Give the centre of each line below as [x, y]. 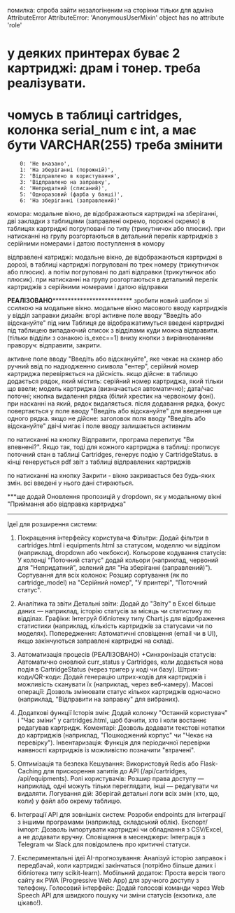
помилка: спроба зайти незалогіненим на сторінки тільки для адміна [110, 10]
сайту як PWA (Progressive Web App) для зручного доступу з [108, 881]
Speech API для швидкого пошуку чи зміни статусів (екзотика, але [117, 895]
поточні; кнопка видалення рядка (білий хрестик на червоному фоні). [111, 396]
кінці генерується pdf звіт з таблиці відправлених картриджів [99, 462]
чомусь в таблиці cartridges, [95, 115]
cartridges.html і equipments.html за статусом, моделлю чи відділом [119, 545]
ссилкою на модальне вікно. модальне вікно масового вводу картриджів [117, 308]
